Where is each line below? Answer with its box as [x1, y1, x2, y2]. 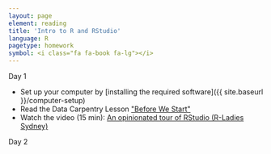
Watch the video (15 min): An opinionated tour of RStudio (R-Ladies [19, 113, 244, 122]
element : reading [8, 19, 67, 27]
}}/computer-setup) [19, 96, 86, 105]
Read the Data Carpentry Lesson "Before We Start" [19, 104, 191, 114]
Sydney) [19, 122, 49, 131]
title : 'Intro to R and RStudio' [8, 27, 121, 35]
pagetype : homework [8, 42, 74, 50]
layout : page [8, 11, 53, 20]
